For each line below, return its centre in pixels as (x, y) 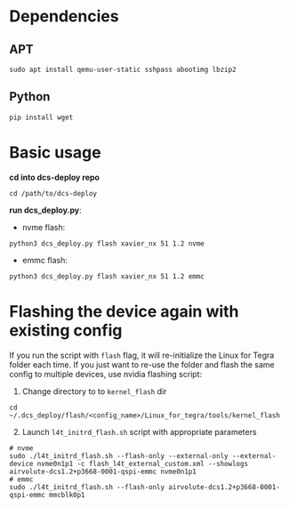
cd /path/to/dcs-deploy (53, 193)
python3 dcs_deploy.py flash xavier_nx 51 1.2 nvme (107, 243)
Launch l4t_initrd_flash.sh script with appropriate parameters (139, 431)
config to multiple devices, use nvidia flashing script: (106, 374)
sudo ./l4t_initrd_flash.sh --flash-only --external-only (119, 456)
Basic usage (55, 152)
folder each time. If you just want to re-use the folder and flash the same (142, 364)
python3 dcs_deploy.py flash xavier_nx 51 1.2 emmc (107, 276)
